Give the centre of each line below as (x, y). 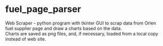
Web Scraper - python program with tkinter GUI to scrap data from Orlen (81, 23)
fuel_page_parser (43, 9)
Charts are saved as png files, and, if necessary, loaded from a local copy (82, 33)
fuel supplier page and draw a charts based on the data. (64, 28)
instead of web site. (26, 39)
